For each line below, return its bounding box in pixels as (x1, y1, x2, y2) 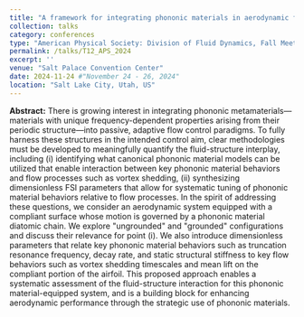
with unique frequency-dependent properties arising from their (45, 115, 280, 126)
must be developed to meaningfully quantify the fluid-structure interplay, (9, 144, 280, 154)
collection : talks (9, 22, 79, 31)
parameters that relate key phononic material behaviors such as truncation (9, 239, 287, 250)
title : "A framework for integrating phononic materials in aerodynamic (9, 13, 290, 23)
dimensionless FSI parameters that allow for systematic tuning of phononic (9, 182, 289, 192)
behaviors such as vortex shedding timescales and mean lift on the (9, 258, 260, 269)
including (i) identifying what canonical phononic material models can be (9, 153, 280, 163)
